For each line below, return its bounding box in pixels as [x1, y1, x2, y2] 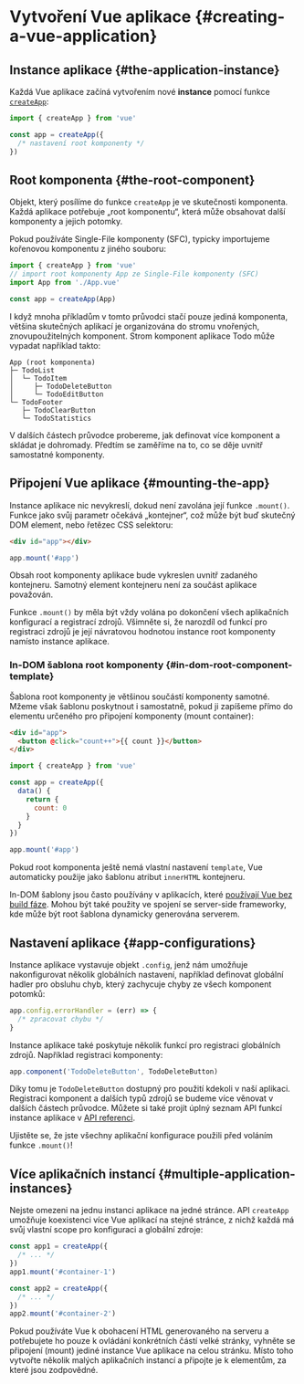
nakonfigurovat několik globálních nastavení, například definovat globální [9, 969, 284, 980]
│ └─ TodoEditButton [9, 390, 104, 399]
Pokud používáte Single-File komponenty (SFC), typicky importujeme [9, 234, 270, 245]
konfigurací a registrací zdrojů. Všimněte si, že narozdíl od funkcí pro [9, 616, 267, 627]
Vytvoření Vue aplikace [9, 6, 192, 27]
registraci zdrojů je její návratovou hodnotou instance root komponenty [9, 626, 276, 637]
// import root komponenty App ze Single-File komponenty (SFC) [9, 269, 259, 279]
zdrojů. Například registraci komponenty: [9, 1049, 163, 1060]
